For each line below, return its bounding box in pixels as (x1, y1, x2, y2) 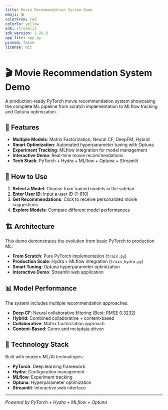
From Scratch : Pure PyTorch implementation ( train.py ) (12, 253, 127, 259)
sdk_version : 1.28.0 (5, 31, 48, 36)
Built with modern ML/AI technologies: (5, 353, 84, 359)
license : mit (5, 45, 32, 50)
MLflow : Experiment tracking (12, 374, 72, 380)
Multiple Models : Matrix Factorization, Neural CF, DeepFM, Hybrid (12, 136, 150, 143)
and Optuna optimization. (5, 108, 57, 114)
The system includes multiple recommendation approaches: (5, 300, 129, 306)
